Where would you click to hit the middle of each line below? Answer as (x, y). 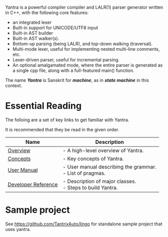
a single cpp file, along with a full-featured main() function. (73, 70)
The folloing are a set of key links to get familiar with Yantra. (67, 120)
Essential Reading (44, 106)
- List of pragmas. (84, 173)
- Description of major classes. (99, 181)
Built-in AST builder (33, 33)
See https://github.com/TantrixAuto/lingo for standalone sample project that (84, 224)
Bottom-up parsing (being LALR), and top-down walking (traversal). (82, 44)
